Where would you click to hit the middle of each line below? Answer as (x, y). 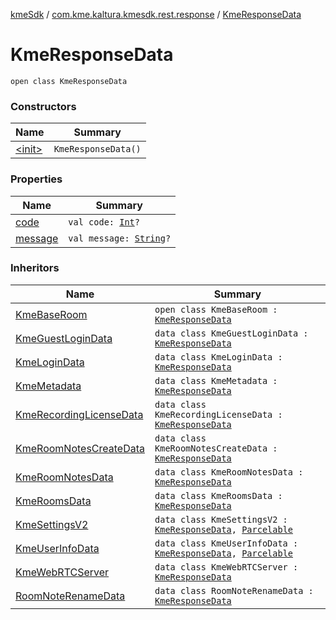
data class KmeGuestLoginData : (231, 333)
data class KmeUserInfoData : (226, 543)
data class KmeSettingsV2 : (221, 519)
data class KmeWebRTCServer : (226, 567)
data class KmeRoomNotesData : (229, 472)
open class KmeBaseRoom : (216, 309)
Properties (36, 179)
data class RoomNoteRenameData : (234, 590)
